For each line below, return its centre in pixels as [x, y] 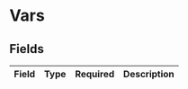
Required [95, 74]
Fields [27, 49]
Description [149, 74]
